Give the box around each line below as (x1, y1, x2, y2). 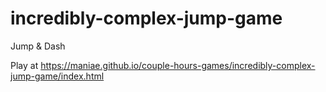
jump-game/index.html (10, 70, 105, 82)
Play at (10, 59, 39, 71)
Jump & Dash (10, 40, 66, 52)
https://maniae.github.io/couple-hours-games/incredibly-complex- (40, 59, 316, 71)
